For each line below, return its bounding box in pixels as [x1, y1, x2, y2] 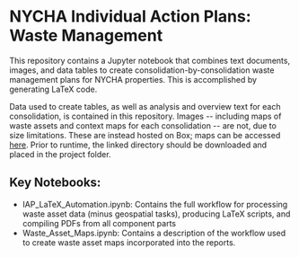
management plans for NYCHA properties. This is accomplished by [9, 74, 258, 84]
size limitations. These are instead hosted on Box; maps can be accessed [9, 129, 281, 140]
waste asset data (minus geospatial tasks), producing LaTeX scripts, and [22, 208, 291, 219]
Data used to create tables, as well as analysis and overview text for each [9, 101, 281, 111]
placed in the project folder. [9, 148, 111, 159]
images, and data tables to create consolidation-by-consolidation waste [9, 65, 275, 75]
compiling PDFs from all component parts [22, 217, 177, 228]
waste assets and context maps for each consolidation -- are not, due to [9, 120, 277, 131]
